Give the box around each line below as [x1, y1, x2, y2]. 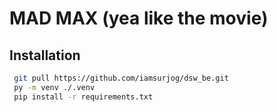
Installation [9, 47, 81, 64]
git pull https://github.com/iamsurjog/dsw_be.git [13, 73, 229, 83]
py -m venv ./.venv [13, 82, 96, 92]
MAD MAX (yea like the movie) [9, 7, 269, 30]
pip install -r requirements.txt [13, 92, 154, 102]
